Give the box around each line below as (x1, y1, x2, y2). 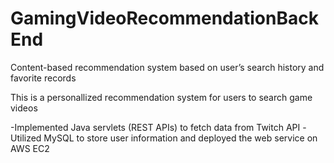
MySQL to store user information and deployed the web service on (43, 132, 318, 144)
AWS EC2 (10, 142, 50, 154)
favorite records (10, 72, 77, 84)
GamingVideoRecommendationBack (10, 7, 319, 30)
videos (10, 102, 38, 114)
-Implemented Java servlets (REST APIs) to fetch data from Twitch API (10, 121, 301, 133)
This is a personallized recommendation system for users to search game (10, 91, 313, 103)
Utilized (10, 132, 42, 144)
